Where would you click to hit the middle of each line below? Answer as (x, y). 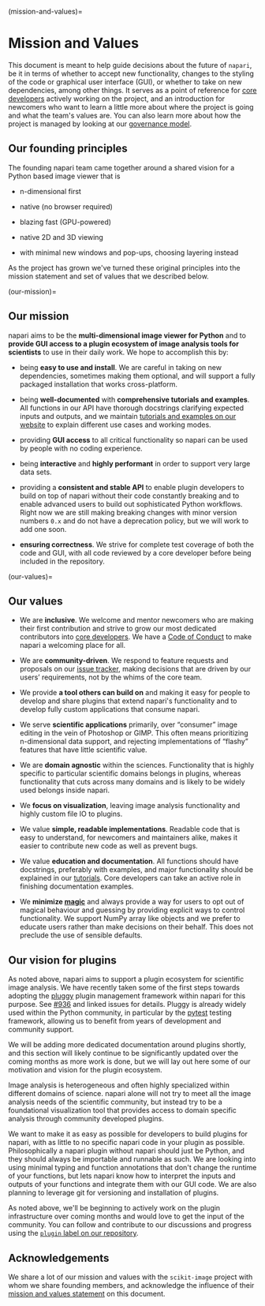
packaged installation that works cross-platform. (98, 384)
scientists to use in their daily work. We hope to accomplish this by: (118, 352)
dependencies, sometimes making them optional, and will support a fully (137, 376)
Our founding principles (68, 149)
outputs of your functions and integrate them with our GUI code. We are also (132, 1184)
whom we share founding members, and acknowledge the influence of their (131, 1285)
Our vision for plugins (62, 960)
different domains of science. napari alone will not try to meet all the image (130, 1094)
